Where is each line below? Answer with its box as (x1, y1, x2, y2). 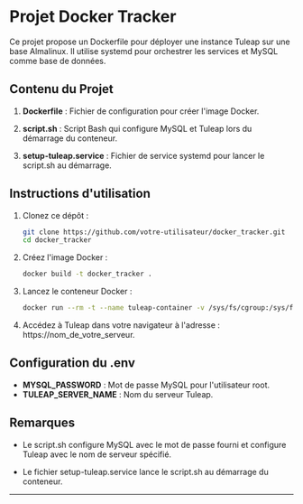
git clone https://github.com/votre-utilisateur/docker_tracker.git (22, 228, 286, 237)
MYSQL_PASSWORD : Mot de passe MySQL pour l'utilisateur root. (22, 379, 271, 390)
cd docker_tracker (22, 236, 92, 245)
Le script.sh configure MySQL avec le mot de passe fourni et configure (22, 439, 287, 450)
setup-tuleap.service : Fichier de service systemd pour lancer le (22, 150, 265, 161)
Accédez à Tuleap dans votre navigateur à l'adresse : (22, 320, 221, 331)
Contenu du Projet (9, 81, 115, 97)
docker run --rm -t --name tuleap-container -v (22, 303, 205, 313)
